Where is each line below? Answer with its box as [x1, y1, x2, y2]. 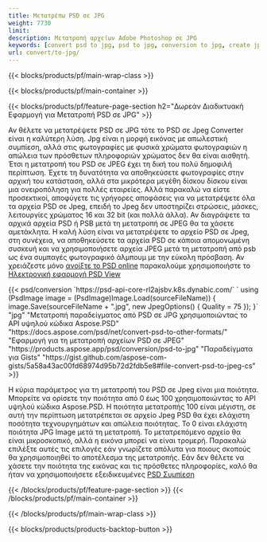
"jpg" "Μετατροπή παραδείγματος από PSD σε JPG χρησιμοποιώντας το [8, 310, 248, 320]
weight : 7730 [8, 19, 52, 27]
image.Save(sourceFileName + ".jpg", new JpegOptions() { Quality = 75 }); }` [8, 302, 259, 311]
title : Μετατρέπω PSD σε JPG [8, 11, 105, 20]
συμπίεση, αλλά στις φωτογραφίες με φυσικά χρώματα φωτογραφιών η [8, 143, 248, 151]
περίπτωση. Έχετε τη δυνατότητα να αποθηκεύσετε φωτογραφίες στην [8, 168, 245, 177]
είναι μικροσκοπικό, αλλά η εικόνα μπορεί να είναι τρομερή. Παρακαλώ [8, 436, 246, 445]
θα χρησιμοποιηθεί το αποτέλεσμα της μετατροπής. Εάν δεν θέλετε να [8, 453, 245, 462]
